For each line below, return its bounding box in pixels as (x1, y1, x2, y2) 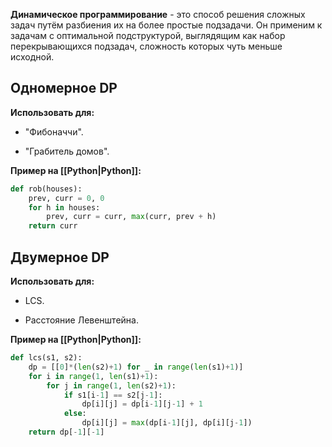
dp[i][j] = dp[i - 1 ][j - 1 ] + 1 (81, 399, 203, 409)
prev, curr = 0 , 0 (28, 193, 105, 203)
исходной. (10, 51, 55, 63)
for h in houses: (28, 202, 101, 213)
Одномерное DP (10, 80, 118, 97)
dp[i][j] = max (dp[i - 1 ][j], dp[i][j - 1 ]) (81, 418, 253, 428)
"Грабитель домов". (24, 145, 110, 157)
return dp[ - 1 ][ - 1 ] (28, 427, 105, 437)
